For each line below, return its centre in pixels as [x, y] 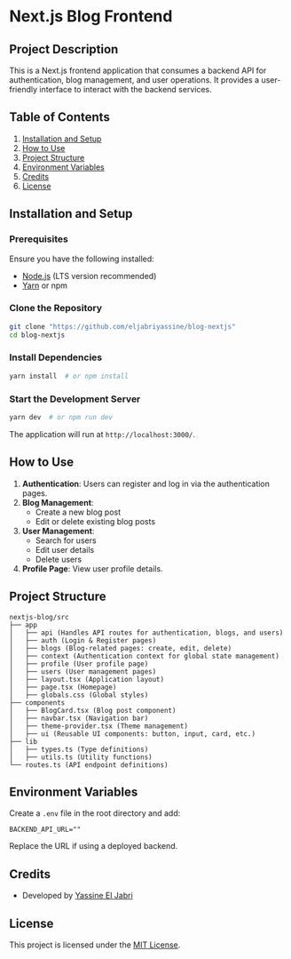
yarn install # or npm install [69, 376]
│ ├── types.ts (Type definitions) [79, 749]
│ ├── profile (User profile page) [79, 664]
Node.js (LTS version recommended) [89, 276]
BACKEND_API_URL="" [45, 830]
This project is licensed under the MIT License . [95, 945]
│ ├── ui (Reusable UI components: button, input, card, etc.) [132, 734]
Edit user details [65, 549]
